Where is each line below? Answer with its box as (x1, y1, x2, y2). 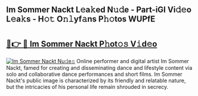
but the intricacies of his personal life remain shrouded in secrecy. (6, 83, 169, 90)
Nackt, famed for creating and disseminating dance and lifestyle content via (6, 64, 193, 71)
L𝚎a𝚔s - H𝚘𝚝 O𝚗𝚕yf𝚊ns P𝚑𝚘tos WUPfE (6, 14, 156, 24)
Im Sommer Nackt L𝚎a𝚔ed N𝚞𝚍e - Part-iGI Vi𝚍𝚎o (6, 5, 192, 15)
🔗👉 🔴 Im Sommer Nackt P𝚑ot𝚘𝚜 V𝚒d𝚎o (6, 39, 157, 49)
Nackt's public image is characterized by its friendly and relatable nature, (6, 77, 186, 84)
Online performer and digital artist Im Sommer (76, 58, 190, 64)
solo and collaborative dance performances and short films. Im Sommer (6, 71, 183, 78)
